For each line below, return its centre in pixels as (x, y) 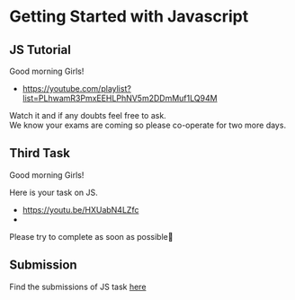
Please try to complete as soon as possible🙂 (91, 236)
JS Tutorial (40, 50)
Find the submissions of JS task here (78, 287)
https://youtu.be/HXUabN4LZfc (80, 209)
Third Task (40, 153)
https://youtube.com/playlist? (77, 88)
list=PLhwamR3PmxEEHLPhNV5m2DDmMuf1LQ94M (120, 98)
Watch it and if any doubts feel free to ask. (88, 115)
